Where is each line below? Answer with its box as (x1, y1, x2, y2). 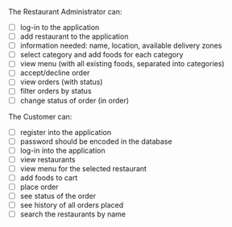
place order (19, 182, 59, 191)
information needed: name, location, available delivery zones (19, 40, 222, 51)
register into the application (19, 127, 111, 137)
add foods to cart (19, 173, 78, 183)
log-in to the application (19, 23, 100, 32)
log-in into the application (19, 145, 106, 155)
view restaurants (19, 154, 76, 164)
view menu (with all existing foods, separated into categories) (19, 59, 225, 69)
